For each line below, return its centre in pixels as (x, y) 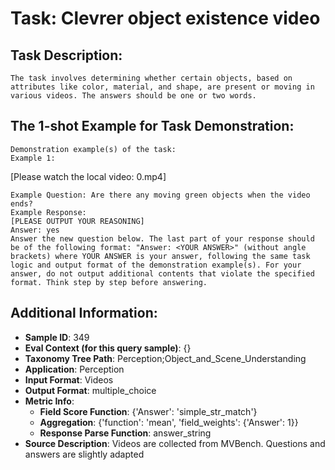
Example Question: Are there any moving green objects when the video (160, 195)
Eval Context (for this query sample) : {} (108, 348)
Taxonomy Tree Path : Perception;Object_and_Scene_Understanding (165, 358)
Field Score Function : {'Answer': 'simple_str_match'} (148, 411)
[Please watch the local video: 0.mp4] (88, 176)
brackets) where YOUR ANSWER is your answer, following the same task (160, 256)
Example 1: (33, 158)
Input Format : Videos (69, 379)
